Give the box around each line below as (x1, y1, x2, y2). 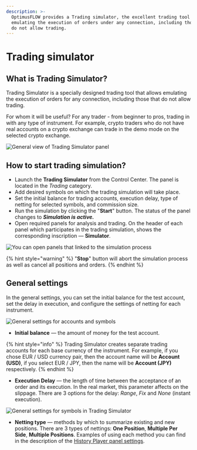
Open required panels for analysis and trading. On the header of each (14, 220, 183, 227)
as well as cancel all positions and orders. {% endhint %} (6, 261, 144, 268)
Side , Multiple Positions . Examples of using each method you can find (14, 431, 186, 438)
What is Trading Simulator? (6, 74, 107, 84)
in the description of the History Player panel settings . (14, 437, 145, 444)
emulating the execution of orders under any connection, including (11, 19, 182, 25)
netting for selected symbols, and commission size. (14, 201, 139, 208)
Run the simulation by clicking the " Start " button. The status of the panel (14, 207, 191, 215)
